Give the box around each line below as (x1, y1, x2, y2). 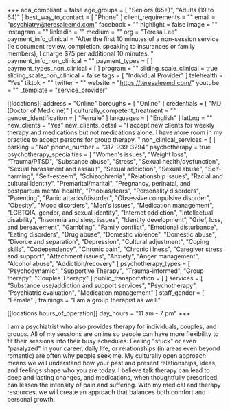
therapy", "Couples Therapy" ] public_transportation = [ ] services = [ (7, 274, 203, 282)
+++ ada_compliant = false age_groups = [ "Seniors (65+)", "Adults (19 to (7, 6, 214, 14)
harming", (7, 172, 35, 180)
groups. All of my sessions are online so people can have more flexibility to (7, 330, 219, 338)
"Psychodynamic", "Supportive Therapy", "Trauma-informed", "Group (7, 267, 204, 275)
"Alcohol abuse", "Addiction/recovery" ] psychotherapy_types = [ (7, 260, 191, 267)
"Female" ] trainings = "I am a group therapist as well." (7, 296, 161, 304)
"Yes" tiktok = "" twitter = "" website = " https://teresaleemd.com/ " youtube (7, 79, 220, 86)
